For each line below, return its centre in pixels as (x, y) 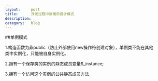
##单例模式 (16, 37)
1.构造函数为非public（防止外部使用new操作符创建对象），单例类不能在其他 (79, 47)
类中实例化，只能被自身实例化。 (37, 54)
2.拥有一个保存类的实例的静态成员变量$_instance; (54, 64)
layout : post (22, 9)
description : (18, 18)
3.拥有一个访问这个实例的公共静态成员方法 (47, 74)
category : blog (22, 23)
